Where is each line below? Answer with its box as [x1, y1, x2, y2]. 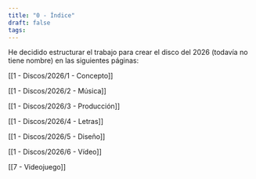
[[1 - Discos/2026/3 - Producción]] [8, 101, 121, 111]
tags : [8, 26, 26, 34]
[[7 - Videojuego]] [8, 163, 67, 172]
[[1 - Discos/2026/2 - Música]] [8, 86, 107, 96]
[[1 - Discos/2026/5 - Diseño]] [8, 132, 106, 141]
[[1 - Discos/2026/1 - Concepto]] [8, 71, 114, 81]
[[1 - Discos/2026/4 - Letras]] [8, 117, 104, 126]
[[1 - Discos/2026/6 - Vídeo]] [8, 147, 102, 157]
